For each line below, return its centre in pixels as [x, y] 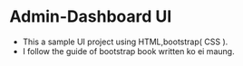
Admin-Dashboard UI [91, 17]
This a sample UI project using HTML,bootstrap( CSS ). [125, 42]
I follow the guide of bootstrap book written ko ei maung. [128, 51]
